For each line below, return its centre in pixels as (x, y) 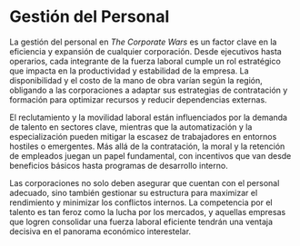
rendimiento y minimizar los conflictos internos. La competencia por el (141, 202)
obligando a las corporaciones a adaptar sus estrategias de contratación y (149, 90)
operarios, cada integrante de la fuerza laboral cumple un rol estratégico (145, 61)
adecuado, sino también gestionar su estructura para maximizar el (134, 192)
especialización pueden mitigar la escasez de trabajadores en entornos (143, 136)
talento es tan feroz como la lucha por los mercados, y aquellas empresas (148, 212)
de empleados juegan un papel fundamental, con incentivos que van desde (150, 155)
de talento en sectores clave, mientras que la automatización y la (131, 127)
